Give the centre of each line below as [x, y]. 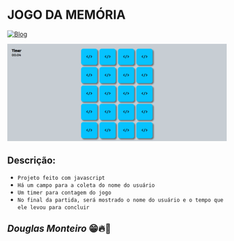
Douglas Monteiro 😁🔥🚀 [59, 229]
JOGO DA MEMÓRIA [67, 15]
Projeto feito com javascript [61, 178]
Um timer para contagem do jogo [64, 192]
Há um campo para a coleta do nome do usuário [86, 185]
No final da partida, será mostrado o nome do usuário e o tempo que [120, 200]
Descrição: [31, 161]
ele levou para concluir [53, 207]
